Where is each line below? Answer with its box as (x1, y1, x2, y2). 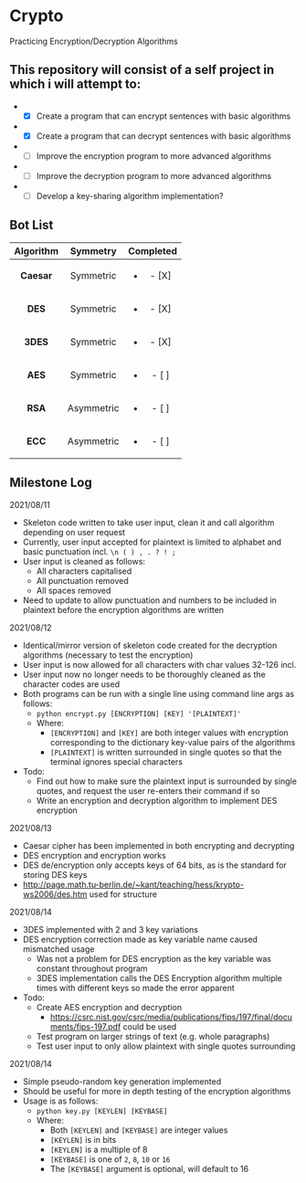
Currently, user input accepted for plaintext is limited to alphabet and (22, 536, 281, 547)
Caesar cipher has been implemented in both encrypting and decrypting (22, 840, 295, 850)
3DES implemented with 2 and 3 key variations (22, 924, 199, 935)
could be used (122, 1020, 177, 1032)
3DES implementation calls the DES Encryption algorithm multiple (36, 972, 283, 983)
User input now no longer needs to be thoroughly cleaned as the (22, 669, 267, 680)
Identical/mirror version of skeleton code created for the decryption (22, 639, 278, 650)
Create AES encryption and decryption (36, 1001, 183, 1012)
